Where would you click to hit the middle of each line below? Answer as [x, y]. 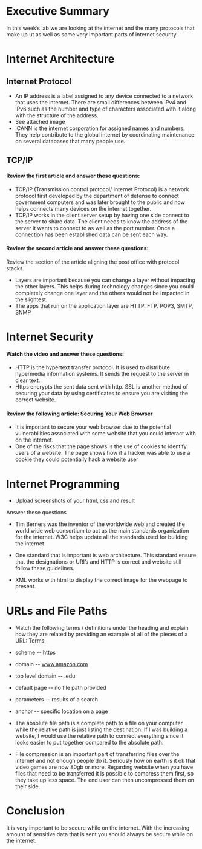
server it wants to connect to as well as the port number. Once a [95, 228]
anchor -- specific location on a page [61, 711]
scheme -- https [35, 653]
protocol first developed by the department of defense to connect [97, 196]
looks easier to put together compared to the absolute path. [89, 743]
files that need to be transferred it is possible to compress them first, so [104, 774]
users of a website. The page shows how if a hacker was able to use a [103, 453]
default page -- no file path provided [61, 688]
